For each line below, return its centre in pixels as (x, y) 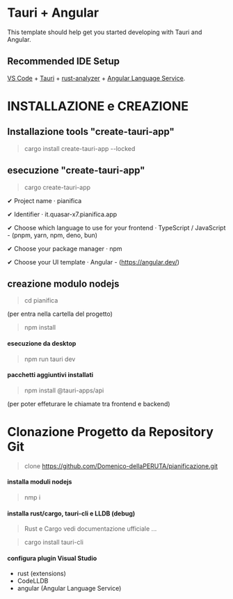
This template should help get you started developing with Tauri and (105, 32)
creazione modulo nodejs (63, 283)
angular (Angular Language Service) (69, 589)
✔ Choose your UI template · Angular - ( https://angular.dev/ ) (93, 262)
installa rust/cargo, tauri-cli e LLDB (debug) (71, 513)
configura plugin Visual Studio (52, 558)
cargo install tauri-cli (54, 542)
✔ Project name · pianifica (45, 200)
